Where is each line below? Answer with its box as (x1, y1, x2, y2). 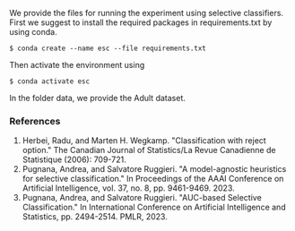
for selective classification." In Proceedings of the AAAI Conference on (22, 174, 284, 184)
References (9, 115, 61, 127)
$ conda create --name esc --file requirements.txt (9, 44, 206, 53)
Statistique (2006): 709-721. (22, 154, 127, 165)
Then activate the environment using (9, 60, 145, 70)
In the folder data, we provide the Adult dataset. (9, 93, 186, 103)
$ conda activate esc (9, 77, 91, 86)
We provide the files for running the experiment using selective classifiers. (9, 8, 284, 18)
